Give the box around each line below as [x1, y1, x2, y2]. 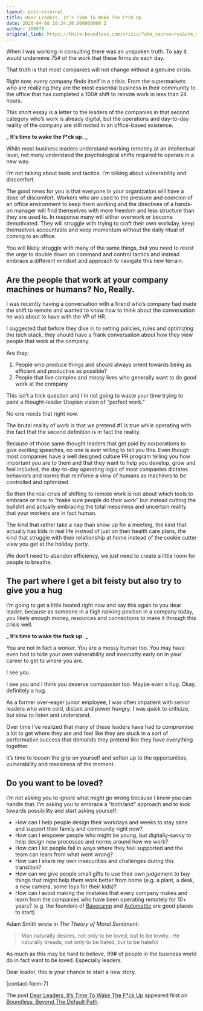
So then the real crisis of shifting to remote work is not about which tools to [6, 490, 193, 497]
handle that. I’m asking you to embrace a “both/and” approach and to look [6, 800, 190, 807]
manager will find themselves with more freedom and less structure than [14, 207, 195, 215]
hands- [175, 201, 193, 208]
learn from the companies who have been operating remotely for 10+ [14, 896, 187, 903]
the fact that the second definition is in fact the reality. [6, 428, 141, 435]
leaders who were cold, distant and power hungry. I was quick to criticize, [6, 705, 190, 712]
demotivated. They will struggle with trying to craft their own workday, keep [6, 220, 195, 227]
